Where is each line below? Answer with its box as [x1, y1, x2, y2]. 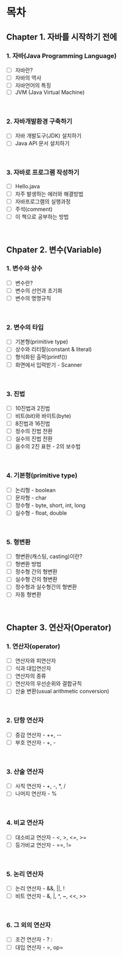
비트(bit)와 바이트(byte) [15, 412, 71, 419]
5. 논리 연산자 [6, 869, 44, 878]
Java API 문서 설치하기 [15, 139, 70, 147]
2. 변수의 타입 [6, 323, 44, 331]
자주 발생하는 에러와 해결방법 [15, 190, 84, 197]
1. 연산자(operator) [6, 642, 61, 651]
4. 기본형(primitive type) [6, 471, 78, 480]
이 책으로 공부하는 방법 [15, 213, 69, 221]
